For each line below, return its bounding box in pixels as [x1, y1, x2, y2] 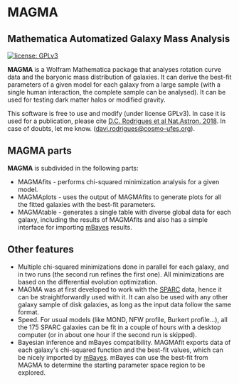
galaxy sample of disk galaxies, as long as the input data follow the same [17, 300, 232, 309]
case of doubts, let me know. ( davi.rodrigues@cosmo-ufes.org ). [7, 124, 196, 132]
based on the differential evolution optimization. [17, 277, 158, 286]
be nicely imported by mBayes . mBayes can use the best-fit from [17, 353, 208, 361]
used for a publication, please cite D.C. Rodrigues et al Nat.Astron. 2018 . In [7, 117, 226, 125]
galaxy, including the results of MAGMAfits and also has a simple [17, 215, 208, 224]
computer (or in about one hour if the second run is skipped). [17, 330, 197, 338]
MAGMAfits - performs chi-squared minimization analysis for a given [17, 177, 220, 186]
